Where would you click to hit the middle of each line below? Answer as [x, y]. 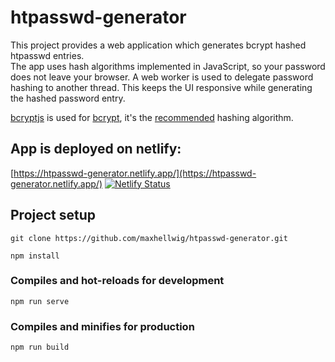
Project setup [53, 215]
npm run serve [40, 301]
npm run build [40, 347]
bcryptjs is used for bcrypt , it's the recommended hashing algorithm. [152, 117]
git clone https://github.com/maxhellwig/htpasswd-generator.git [149, 238]
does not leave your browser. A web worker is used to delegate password [162, 77]
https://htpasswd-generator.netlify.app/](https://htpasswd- [135, 173]
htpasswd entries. [47, 55]
